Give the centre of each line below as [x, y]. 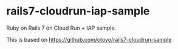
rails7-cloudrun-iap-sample [78, 11]
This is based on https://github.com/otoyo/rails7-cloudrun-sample [89, 39]
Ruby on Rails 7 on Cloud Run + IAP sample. [61, 28]
